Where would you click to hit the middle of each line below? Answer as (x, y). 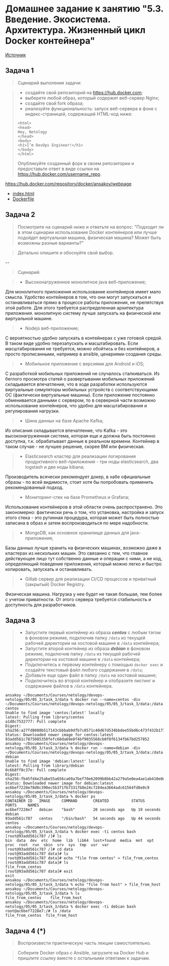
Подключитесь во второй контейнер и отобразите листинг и (90, 681)
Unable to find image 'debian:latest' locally (55, 761)
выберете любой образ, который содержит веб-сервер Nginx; (92, 98)
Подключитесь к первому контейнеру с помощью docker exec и (94, 664)
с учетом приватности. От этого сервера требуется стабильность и (78, 599)
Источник (16, 55)
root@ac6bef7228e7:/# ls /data (38, 911)
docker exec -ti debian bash (105, 907)
